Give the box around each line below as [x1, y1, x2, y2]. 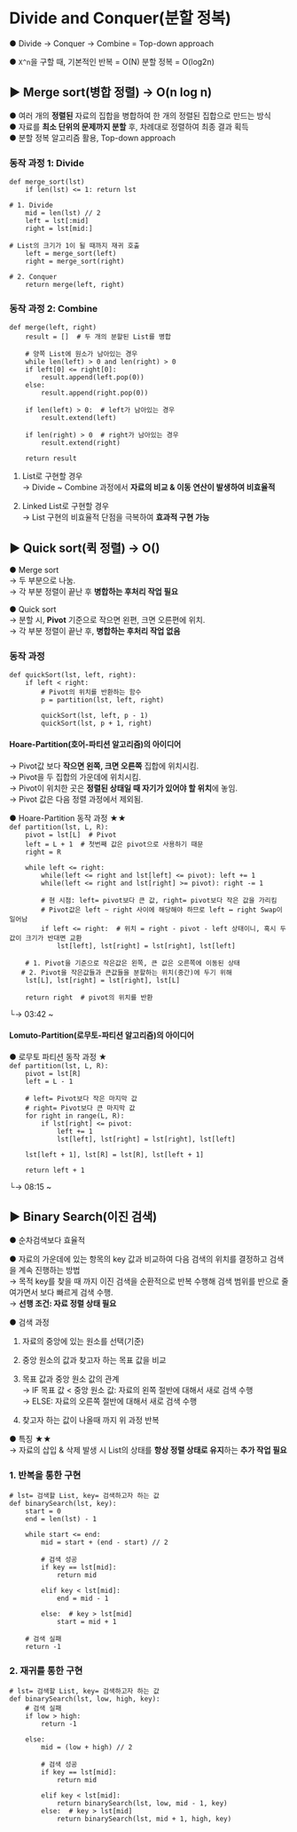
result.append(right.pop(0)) [41, 388, 149, 398]
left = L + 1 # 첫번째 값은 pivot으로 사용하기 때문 [25, 840, 204, 848]
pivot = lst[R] [25, 1069, 82, 1078]
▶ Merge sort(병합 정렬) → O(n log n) [9, 85, 213, 100]
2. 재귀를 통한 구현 [9, 1664, 83, 1677]
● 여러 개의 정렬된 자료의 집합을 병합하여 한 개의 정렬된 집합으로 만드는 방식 [9, 110, 272, 121]
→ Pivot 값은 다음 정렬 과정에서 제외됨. [9, 793, 144, 804]
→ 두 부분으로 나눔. [9, 575, 76, 586]
